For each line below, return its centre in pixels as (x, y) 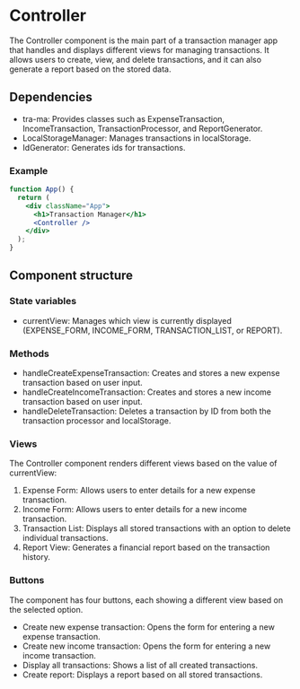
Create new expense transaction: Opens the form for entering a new (149, 627)
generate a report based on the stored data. (90, 69)
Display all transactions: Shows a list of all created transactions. (140, 665)
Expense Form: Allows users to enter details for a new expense (139, 491)
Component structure (71, 276)
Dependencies (51, 97)
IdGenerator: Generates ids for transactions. (104, 147)
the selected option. (46, 609)
